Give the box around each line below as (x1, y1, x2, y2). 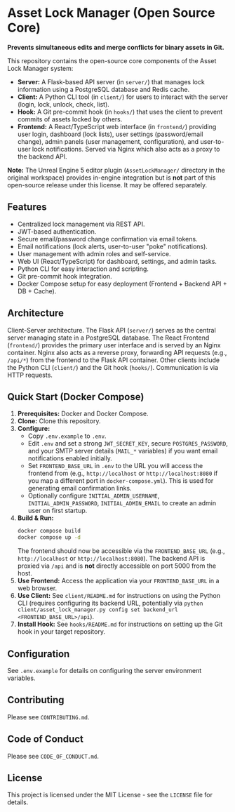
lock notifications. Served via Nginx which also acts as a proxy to (32, 145, 220, 153)
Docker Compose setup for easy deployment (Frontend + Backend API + (17, 279, 228, 288)
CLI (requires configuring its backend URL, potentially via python (17, 599, 203, 608)
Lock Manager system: (7, 64, 74, 72)
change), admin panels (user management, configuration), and (17, 137, 199, 145)
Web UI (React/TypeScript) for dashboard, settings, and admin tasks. (17, 257, 217, 265)
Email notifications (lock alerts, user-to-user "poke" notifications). (17, 242, 208, 251)
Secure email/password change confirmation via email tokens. (17, 234, 198, 243)
